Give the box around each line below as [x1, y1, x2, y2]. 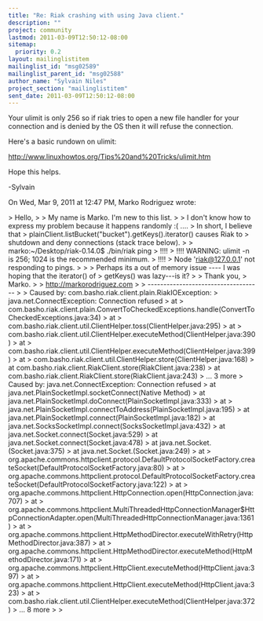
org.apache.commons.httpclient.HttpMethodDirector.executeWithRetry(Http [8, 530, 254, 539]
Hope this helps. [8, 167, 61, 177]
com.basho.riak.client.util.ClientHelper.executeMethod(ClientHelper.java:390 [8, 330, 256, 339]
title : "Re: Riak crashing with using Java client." [8, 11, 184, 20]
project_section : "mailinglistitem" [8, 84, 128, 93]
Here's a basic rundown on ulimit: [8, 137, 117, 146]
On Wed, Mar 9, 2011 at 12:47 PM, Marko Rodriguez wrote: [8, 198, 196, 207]
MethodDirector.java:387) [8, 539, 91, 548]
